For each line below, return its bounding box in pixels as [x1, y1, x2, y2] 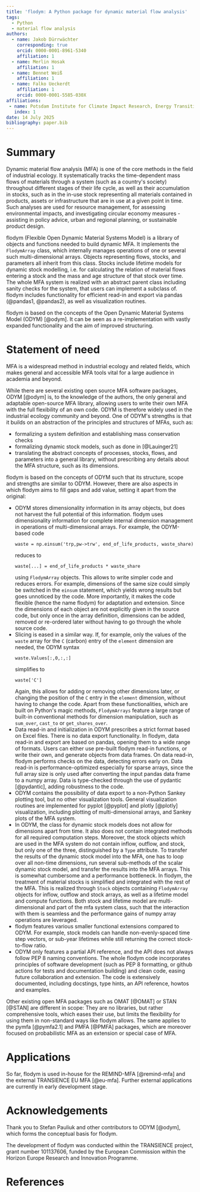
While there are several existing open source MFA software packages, [6, 387, 178, 394]
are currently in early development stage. [6, 1083, 108, 1090]
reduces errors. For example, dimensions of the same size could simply [14, 580, 190, 587]
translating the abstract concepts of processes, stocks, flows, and [14, 450, 177, 456]
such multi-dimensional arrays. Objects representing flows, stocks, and [6, 253, 181, 261]
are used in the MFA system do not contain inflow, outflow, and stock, [14, 840, 186, 847]
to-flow [14, 942, 33, 949]
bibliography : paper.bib [6, 120, 68, 126]
